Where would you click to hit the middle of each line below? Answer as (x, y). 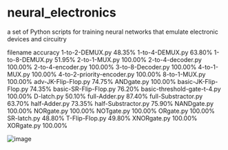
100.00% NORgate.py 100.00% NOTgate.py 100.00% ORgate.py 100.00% (111, 111)
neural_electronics (62, 13)
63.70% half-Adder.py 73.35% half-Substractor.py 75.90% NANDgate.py (111, 103)
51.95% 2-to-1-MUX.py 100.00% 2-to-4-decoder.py (128, 59)
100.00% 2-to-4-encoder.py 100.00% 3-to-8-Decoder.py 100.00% (102, 67)
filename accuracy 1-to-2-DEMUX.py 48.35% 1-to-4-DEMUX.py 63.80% (110, 52)
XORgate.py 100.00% (37, 125)
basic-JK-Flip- (198, 81)
